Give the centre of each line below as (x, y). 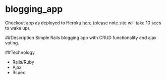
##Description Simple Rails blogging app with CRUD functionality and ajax (81, 38)
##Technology (20, 52)
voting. (12, 42)
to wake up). (18, 28)
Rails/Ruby (23, 62)
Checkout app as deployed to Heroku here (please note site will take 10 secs (83, 23)
